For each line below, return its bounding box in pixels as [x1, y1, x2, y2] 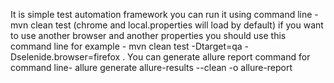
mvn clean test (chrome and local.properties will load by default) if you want [10, 19, 324, 31]
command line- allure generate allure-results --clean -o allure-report [10, 62, 293, 73]
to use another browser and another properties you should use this [10, 30, 287, 41]
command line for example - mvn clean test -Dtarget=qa [10, 40, 243, 52]
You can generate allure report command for [127, 51, 311, 63]
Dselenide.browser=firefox [10, 51, 121, 63]
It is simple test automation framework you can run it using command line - [10, 9, 319, 20]
